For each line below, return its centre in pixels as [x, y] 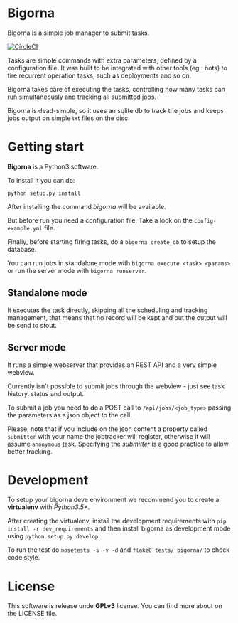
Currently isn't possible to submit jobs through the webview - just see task [116, 386]
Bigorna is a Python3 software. [53, 166]
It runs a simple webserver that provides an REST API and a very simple [112, 365]
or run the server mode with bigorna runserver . [77, 270]
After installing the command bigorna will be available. [87, 206]
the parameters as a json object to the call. [70, 415]
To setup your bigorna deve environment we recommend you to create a [113, 500]
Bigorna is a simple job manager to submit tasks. [79, 33]
